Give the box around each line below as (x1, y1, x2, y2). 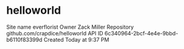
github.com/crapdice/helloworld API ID (6, 29, 103, 36)
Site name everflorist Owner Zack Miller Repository (6, 23, 134, 30)
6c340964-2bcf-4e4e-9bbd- (104, 29, 179, 36)
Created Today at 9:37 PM (43, 36, 109, 43)
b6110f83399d (6, 36, 43, 43)
